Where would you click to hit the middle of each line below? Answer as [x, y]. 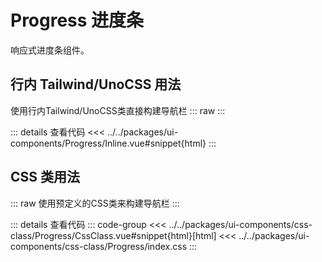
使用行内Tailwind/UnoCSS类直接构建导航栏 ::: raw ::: [118, 110]
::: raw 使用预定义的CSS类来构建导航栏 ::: [95, 203]
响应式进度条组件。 [50, 50]
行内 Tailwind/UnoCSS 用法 [96, 84]
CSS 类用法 [45, 177]
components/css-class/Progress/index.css [99, 246]
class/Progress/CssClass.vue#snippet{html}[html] [113, 235]
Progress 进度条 [77, 20]
